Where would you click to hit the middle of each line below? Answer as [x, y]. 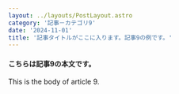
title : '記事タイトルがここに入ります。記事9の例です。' [90, 38]
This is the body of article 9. [54, 82]
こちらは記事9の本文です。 [52, 63]
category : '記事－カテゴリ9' [52, 23]
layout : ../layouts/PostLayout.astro [70, 15]
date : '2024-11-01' [40, 30]
